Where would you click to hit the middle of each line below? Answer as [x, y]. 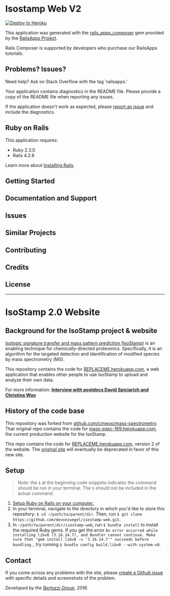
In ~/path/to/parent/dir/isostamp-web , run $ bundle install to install [85, 525]
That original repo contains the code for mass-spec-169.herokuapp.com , [81, 429]
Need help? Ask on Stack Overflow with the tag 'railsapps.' [66, 81]
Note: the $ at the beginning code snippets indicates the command [87, 483]
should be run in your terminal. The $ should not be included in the [87, 488]
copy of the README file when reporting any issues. [60, 96]
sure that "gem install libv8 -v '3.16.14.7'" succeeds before [81, 540]
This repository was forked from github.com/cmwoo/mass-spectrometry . [81, 423]
